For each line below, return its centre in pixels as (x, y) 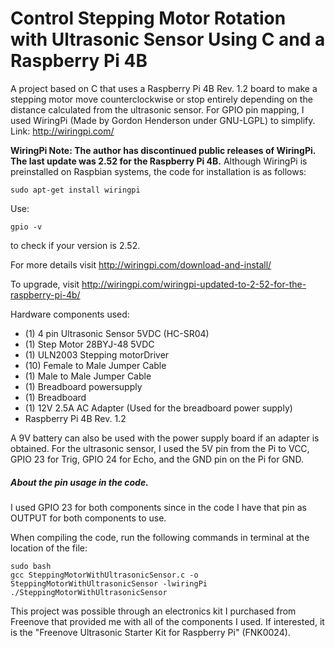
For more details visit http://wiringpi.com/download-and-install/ (141, 264)
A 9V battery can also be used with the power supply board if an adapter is (165, 438)
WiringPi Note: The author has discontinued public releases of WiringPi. (163, 150)
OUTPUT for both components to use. (88, 518)
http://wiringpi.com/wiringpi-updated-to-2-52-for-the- (194, 284)
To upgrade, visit (45, 284)
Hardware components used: (70, 314)
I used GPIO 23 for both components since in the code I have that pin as (158, 507)
